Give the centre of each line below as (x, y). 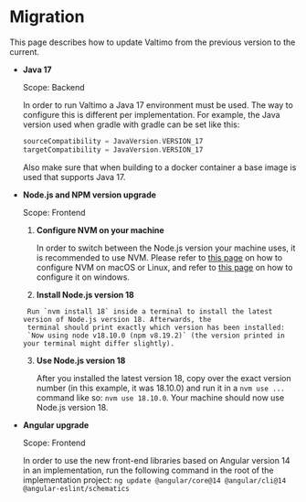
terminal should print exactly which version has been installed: (156, 327)
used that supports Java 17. (74, 176)
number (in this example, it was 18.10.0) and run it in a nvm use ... (160, 388)
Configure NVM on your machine (100, 230)
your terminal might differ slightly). (99, 343)
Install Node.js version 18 (85, 294)
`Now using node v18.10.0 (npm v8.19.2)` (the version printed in (156, 336)
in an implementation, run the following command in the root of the (148, 470)
